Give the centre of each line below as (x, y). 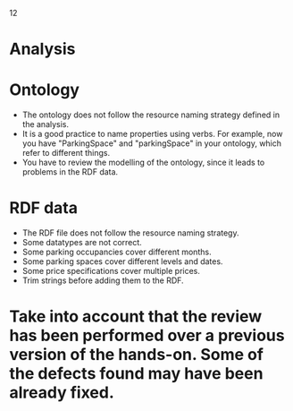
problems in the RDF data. (70, 172)
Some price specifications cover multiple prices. (111, 271)
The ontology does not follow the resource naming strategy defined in (151, 115)
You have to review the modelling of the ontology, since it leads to (143, 163)
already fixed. (62, 393)
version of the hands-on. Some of (136, 355)
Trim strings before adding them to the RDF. (103, 280)
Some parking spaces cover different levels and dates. (122, 261)
